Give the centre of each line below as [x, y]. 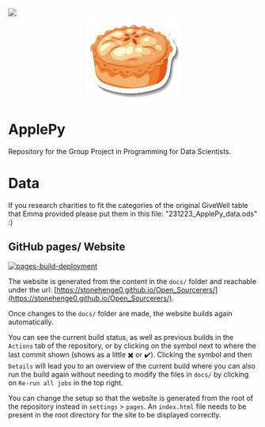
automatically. [31, 322]
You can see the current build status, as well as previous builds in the [121, 337]
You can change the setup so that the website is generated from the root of [131, 398]
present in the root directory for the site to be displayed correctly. [115, 414]
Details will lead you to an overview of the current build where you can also [132, 365]
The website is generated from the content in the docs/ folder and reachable [132, 281]
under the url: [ [32, 289]
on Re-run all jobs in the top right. [66, 383]
